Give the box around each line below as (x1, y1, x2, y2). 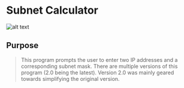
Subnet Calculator (6, 4, 99, 17)
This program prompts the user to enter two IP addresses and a (20, 56, 178, 63)
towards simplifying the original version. (20, 75, 120, 82)
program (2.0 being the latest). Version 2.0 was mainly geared (20, 69, 174, 76)
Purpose (6, 40, 39, 51)
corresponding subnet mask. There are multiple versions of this (20, 62, 178, 70)
